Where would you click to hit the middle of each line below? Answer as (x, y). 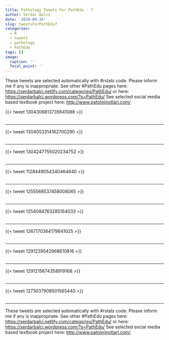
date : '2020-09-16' (26, 19)
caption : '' (22, 62)
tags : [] (14, 52)
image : (12, 57)
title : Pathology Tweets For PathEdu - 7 (49, 10)
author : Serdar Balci (28, 15)
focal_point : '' (27, 66)
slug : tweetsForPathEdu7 (31, 24)
